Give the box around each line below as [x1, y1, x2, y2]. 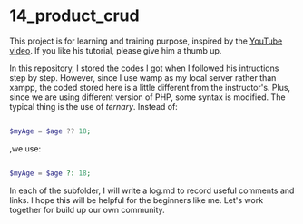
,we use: [9, 142, 42, 154]
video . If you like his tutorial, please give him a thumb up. [9, 44, 222, 55]
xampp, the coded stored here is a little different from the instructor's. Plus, [9, 82, 291, 93]
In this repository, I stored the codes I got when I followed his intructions [9, 63, 279, 73]
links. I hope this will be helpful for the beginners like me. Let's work [9, 194, 264, 205]
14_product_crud [9, 5, 140, 26]
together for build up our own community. [9, 204, 165, 215]
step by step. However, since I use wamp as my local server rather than [9, 72, 277, 83]
